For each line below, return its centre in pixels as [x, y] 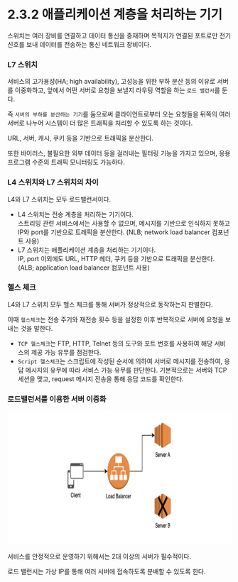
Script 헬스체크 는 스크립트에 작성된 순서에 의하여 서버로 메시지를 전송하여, [120, 361]
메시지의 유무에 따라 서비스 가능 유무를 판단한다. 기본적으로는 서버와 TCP [126, 370]
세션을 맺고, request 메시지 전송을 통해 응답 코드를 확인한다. [101, 379]
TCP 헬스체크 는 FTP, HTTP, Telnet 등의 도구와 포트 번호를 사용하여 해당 [115, 343]
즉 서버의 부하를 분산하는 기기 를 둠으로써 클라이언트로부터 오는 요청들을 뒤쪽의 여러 [119, 114]
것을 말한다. [37, 328]
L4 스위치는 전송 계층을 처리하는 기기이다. [75, 214]
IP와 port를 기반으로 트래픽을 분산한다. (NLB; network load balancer [114, 232]
